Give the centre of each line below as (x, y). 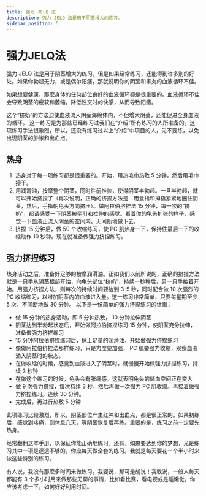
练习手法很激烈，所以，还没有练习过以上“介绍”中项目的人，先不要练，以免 (105, 131)
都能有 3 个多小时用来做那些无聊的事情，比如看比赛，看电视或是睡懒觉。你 (101, 479)
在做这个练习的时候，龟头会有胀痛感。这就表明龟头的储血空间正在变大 (104, 378)
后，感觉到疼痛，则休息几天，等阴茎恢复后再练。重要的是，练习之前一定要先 (103, 422)
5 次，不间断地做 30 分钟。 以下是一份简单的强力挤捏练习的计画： (90, 304)
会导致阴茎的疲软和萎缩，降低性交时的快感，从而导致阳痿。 (82, 102)
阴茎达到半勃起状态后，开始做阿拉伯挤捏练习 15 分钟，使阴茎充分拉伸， (105, 325)
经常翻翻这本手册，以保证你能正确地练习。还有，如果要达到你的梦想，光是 (100, 443)
